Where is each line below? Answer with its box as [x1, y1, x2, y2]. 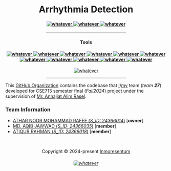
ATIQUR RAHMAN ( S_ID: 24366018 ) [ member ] [12, 129, 112, 135]
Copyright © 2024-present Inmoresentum [41, 148, 131, 155]
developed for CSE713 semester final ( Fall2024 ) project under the [5, 88, 144, 94]
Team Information [5, 106, 51, 113]
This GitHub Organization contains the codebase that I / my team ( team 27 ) [5, 82, 162, 89]
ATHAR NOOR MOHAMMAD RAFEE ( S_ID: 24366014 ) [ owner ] [12, 118, 144, 124]
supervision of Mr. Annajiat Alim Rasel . [5, 93, 87, 99]
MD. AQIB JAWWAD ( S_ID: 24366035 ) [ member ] [12, 123, 116, 129]
